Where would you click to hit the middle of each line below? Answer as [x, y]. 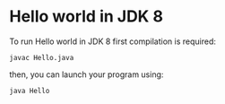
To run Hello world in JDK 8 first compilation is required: [113, 41]
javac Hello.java [42, 57]
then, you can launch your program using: [87, 74]
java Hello [30, 91]
